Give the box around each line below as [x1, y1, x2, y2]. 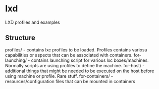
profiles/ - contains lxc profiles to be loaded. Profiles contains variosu [5, 46, 148, 52]
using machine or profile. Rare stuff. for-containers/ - [5, 73, 113, 79]
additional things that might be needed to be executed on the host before [5, 68, 155, 74]
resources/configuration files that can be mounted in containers [5, 78, 135, 84]
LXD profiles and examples [5, 19, 60, 25]
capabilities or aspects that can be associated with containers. [5, 52, 133, 58]
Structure [5, 34, 36, 42]
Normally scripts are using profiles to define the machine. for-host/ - [5, 62, 145, 68]
